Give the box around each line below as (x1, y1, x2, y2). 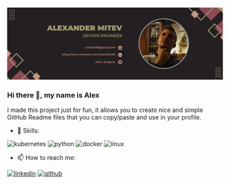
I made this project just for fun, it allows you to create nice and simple (7, 106, 203, 114)
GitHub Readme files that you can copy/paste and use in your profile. (7, 113, 202, 122)
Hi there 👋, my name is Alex (7, 90, 100, 100)
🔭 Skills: (16, 126, 40, 135)
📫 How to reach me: (16, 154, 76, 162)
